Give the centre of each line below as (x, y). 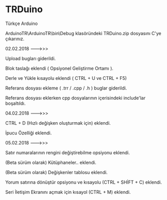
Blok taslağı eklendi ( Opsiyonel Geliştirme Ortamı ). (59, 68)
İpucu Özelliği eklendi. (29, 133)
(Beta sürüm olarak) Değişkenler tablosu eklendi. (57, 172)
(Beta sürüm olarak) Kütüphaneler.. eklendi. (51, 162)
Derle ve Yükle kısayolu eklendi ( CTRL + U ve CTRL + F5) (66, 78)
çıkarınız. (15, 39)
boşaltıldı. (16, 103)
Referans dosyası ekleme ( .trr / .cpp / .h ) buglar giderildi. (66, 88)
